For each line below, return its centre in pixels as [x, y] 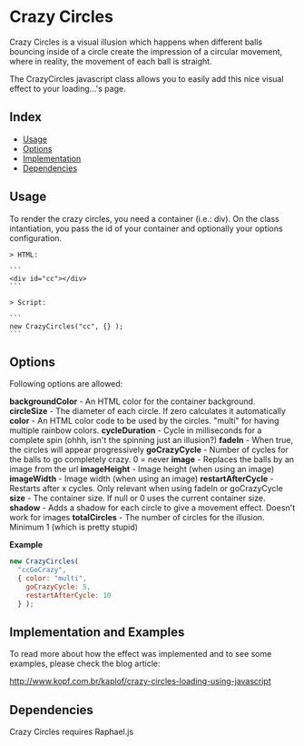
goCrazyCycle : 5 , [59, 587]
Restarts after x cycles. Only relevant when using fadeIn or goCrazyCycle [146, 489]
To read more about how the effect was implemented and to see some [141, 654]
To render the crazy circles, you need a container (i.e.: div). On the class [144, 218]
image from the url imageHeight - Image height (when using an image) [142, 469]
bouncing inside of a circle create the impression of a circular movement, [146, 51]
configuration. [35, 237]
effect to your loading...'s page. [68, 88]
